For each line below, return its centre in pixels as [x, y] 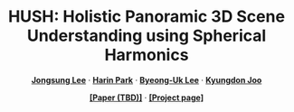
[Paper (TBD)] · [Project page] [147, 98]
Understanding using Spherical [147, 36]
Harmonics [147, 55]
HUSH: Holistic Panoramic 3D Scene [147, 17]
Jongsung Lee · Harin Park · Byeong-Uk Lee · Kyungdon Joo [147, 79]
